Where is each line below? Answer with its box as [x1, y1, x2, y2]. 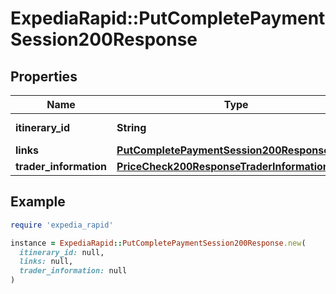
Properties [10, 68, 78, 85]
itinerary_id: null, [19, 247, 105, 257]
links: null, [19, 257, 74, 267]
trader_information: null [19, 266, 128, 276]
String [116, 121, 147, 134]
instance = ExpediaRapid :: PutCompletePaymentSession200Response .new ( [10, 238, 307, 248]
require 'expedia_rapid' [10, 220, 114, 230]
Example [10, 193, 66, 211]
